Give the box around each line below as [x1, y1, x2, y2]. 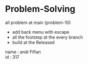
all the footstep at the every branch [12, 34, 83, 40]
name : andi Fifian [5, 49, 41, 55]
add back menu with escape [12, 29, 69, 35]
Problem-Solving [5, 3, 76, 15]
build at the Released [12, 39, 55, 45]
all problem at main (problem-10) [5, 20, 71, 25]
